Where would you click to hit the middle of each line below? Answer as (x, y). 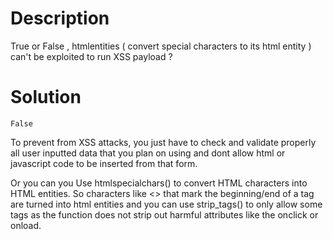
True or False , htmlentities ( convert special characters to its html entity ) (161, 46)
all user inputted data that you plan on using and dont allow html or (148, 153)
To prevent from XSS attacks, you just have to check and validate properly (163, 142)
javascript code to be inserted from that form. (104, 163)
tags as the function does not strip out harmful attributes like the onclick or (164, 214)
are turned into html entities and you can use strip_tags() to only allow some (166, 204)
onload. (26, 225)
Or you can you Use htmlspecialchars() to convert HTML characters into (159, 183)
